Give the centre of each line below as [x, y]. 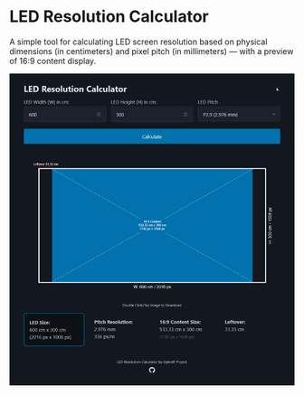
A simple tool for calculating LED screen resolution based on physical [138, 42]
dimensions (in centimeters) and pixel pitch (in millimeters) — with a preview [152, 51]
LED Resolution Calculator [109, 17]
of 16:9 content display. [53, 61]
